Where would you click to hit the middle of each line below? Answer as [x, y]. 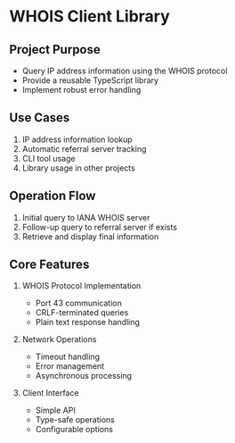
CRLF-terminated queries [82, 313]
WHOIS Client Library [90, 17]
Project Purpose [55, 50]
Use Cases [40, 118]
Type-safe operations [75, 420]
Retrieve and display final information [90, 236]
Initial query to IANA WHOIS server [86, 217]
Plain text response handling [88, 322]
